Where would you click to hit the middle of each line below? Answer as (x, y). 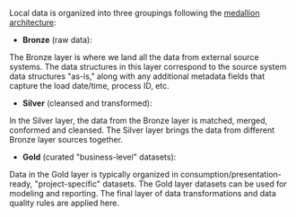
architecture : (33, 22)
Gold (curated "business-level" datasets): (99, 157)
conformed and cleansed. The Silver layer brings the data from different (142, 130)
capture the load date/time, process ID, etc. (90, 86)
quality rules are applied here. (64, 203)
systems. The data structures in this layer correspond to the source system (148, 67)
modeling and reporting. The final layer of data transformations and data (143, 193)
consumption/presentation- (231, 174)
